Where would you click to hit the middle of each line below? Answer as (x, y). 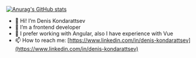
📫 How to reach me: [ (42, 40)
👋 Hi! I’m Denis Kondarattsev (50, 21)
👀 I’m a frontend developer (48, 27)
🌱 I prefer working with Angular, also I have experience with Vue (94, 33)
